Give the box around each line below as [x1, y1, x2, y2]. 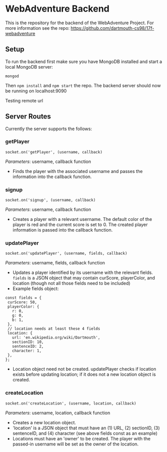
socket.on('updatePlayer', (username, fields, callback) [5, 251, 128, 256]
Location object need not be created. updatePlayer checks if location [12, 366, 156, 372]
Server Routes [5, 112, 51, 121]
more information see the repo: [5, 25, 70, 31]
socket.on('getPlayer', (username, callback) [5, 149, 102, 154]
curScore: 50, [7, 300, 37, 305]
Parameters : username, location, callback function [5, 410, 110, 416]
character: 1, [12, 349, 42, 354]
